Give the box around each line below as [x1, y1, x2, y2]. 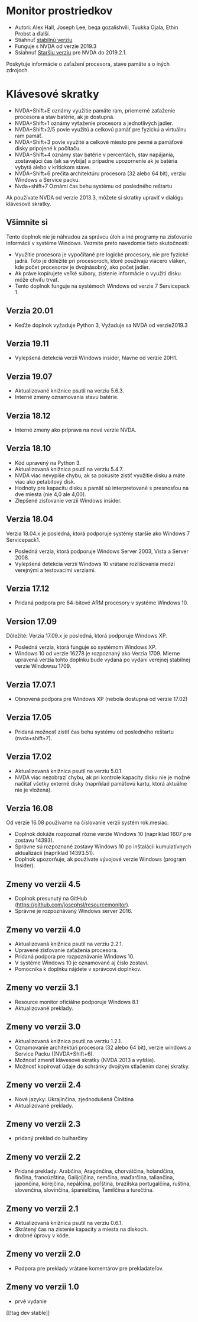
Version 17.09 [6, 616, 57, 626]
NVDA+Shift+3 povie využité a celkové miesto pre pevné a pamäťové [14, 138, 183, 146]
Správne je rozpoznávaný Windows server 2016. [14, 908, 133, 915]
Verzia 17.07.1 [6, 680, 56, 690]
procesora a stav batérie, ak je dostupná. [14, 113, 115, 120]
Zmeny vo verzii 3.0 [6, 1022, 81, 1032]
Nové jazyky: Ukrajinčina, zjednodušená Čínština [14, 1095, 134, 1102]
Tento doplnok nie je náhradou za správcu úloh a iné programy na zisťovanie [6, 233, 193, 240]
